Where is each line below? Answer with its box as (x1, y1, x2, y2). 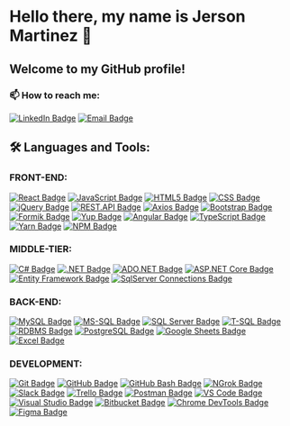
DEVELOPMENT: (9, 358, 83, 370)
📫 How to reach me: (9, 88, 101, 101)
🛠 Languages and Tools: (9, 140, 150, 155)
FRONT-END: (9, 171, 68, 184)
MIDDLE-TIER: (9, 243, 72, 256)
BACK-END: (9, 295, 62, 308)
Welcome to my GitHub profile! (9, 61, 186, 77)
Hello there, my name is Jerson (9, 6, 246, 27)
